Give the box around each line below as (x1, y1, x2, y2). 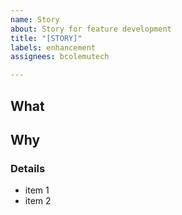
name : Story (10, 14, 60, 25)
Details (10, 161, 46, 175)
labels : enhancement (10, 42, 97, 53)
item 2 (24, 195, 52, 207)
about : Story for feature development (10, 24, 172, 34)
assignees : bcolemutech (10, 52, 110, 62)
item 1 (24, 184, 50, 196)
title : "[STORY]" (10, 33, 83, 43)
